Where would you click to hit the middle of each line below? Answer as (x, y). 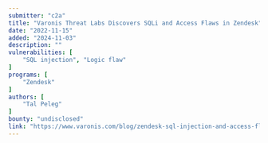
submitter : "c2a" (37, 15)
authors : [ (26, 97)
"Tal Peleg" (42, 104)
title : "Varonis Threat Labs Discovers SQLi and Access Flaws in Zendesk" (135, 23)
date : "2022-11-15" (41, 30)
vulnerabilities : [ (41, 52)
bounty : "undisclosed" (46, 119)
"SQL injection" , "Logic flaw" (75, 60)
